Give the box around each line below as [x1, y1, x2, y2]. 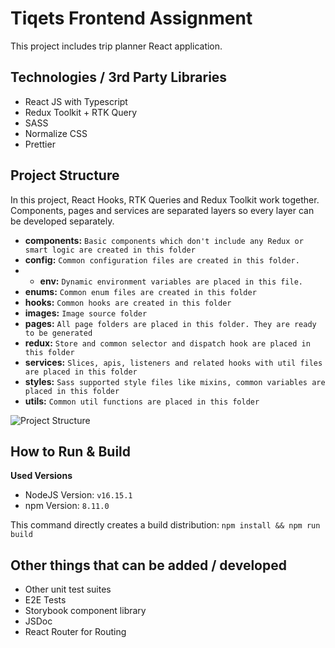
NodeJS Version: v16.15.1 [24, 489, 133, 501]
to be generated [24, 328, 93, 338]
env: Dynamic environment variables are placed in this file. [39, 275, 303, 287]
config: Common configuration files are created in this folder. [24, 253, 300, 266]
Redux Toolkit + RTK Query [24, 106, 138, 118]
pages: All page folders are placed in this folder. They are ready [24, 317, 317, 329]
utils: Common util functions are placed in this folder [24, 395, 260, 407]
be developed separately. [10, 215, 115, 227]
